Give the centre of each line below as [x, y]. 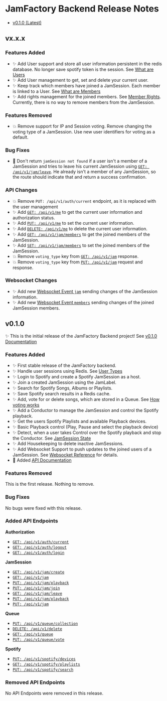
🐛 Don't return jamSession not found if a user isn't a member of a [80, 161]
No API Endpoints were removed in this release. [54, 693]
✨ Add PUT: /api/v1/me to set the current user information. [73, 223]
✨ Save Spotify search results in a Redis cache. [61, 393]
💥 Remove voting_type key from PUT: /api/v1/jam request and [77, 262]
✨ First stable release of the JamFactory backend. [64, 365]
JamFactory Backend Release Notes [82, 9]
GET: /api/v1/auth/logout [39, 547]
